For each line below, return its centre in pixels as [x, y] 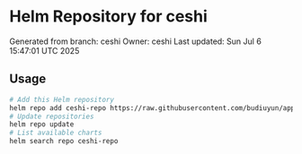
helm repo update [42, 124]
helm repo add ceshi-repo [58, 108]
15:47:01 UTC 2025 [44, 50]
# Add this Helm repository [62, 99]
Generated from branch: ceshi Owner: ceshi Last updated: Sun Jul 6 [136, 41]
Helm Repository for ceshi [109, 17]
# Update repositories [52, 116]
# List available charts [56, 133]
